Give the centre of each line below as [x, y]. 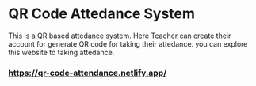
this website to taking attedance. [61, 52]
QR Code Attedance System [102, 14]
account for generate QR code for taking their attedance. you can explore [128, 43]
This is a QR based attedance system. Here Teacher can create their [120, 36]
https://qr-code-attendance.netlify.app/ [88, 73]
